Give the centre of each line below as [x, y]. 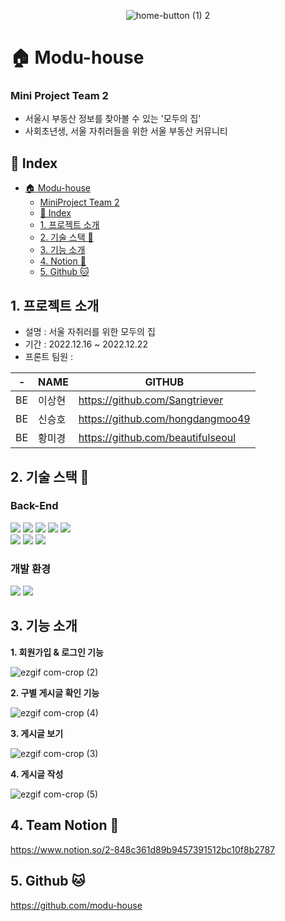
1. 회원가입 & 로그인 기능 [57, 652]
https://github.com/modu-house [76, 905]
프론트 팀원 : [49, 357]
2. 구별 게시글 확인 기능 [55, 692]
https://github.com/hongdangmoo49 [164, 419]
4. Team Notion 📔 [65, 825]
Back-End [34, 506]
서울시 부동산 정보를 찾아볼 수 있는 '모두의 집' [113, 119]
